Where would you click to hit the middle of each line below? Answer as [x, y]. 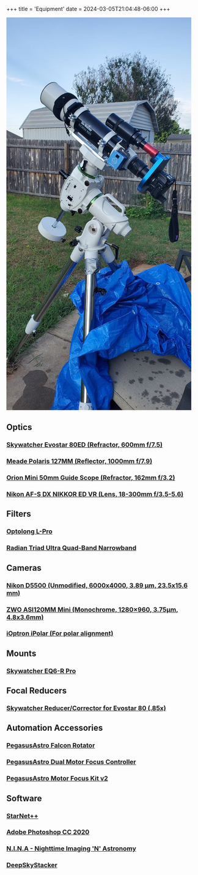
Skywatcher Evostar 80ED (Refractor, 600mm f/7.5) [85, 445]
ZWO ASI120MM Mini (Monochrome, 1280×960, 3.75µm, [92, 609]
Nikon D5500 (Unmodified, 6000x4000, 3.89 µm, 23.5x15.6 [97, 585]
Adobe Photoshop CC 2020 [48, 832]
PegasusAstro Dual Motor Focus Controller [71, 762]
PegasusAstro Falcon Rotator [51, 746]
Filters [19, 514]
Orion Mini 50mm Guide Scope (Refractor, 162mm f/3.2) [91, 478]
